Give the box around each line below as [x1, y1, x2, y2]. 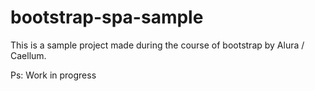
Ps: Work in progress [10, 69, 97, 81]
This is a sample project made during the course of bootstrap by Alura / [10, 39, 305, 51]
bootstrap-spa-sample [10, 6, 204, 29]
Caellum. [10, 49, 47, 61]
